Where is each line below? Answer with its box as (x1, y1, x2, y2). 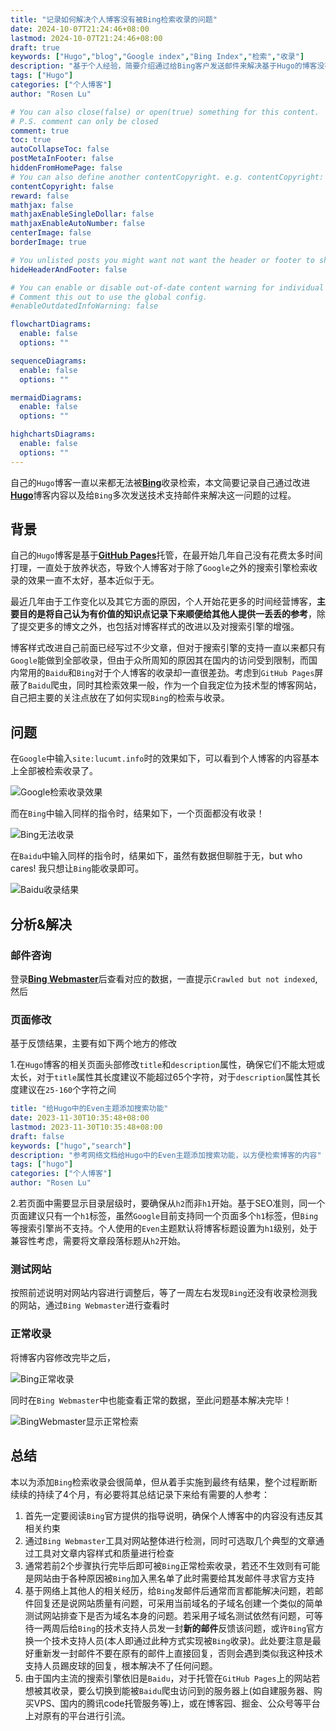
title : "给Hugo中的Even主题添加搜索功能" (10, 1104, 169, 1114)
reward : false (10, 191, 70, 201)
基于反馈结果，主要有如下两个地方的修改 (10, 1037, 177, 1050)
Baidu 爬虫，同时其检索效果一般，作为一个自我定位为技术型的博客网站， (28, 679, 322, 691)
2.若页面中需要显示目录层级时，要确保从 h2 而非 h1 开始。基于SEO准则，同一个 (10, 1197, 326, 1210)
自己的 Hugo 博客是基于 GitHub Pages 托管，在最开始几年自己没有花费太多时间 (10, 549, 323, 561)
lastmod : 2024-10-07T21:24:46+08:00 (10, 33, 163, 43)
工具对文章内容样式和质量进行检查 (33, 1547, 175, 1559)
